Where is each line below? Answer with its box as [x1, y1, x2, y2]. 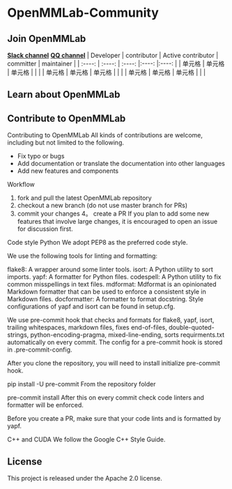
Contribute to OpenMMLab [7, 112, 126, 124]
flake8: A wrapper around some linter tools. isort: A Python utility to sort [7, 265, 214, 273]
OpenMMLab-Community [7, 5, 159, 21]
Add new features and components [17, 167, 119, 175]
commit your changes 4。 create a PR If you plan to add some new [17, 209, 210, 218]
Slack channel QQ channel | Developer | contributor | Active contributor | [7, 51, 219, 59]
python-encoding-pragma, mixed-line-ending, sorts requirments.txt [30, 331, 225, 339]
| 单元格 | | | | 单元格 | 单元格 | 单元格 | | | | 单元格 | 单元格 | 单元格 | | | [7, 68, 206, 76]
